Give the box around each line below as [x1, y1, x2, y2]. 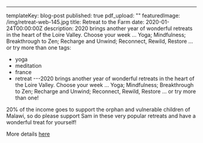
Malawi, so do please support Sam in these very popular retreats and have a [6, 112, 196, 119]
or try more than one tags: [6, 44, 71, 51]
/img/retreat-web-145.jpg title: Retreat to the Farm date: [6, 19, 145, 25]
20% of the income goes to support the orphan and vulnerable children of [6, 106, 190, 113]
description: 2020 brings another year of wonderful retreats [43, 25, 193, 32]
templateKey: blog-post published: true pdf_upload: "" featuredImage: [6, 12, 180, 19]
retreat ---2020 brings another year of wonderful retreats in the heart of [14, 75, 195, 82]
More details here [6, 130, 50, 138]
